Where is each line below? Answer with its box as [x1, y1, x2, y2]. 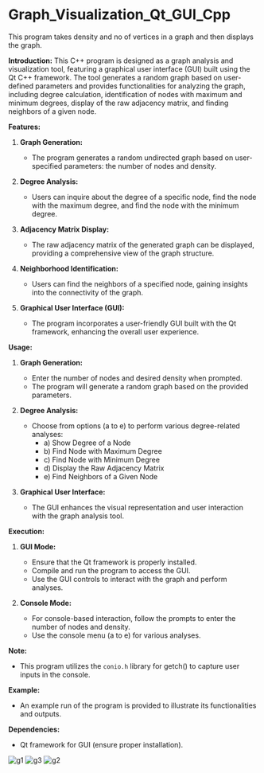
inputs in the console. [19, 670, 91, 679]
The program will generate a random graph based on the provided [31, 381, 249, 391]
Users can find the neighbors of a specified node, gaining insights [31, 279, 248, 288]
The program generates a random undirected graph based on [31, 153, 234, 162]
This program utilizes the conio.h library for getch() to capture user [19, 661, 240, 670]
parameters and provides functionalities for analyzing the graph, [35, 81, 246, 91]
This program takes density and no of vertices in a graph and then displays [8, 32, 254, 41]
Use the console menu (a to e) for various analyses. [31, 631, 201, 640]
